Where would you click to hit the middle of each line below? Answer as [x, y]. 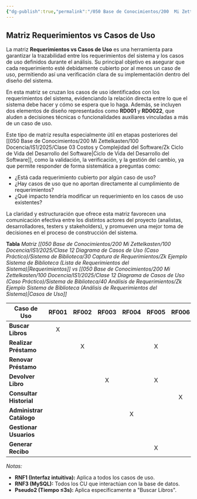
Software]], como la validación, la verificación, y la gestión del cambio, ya [95, 160]
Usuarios [22, 435]
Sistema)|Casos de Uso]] [37, 294]
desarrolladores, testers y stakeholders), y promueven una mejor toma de [95, 227]
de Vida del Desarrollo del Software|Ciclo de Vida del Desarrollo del [88, 154]
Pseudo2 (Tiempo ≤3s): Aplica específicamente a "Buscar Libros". [96, 490]
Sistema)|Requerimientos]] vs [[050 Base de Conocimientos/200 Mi [88, 269]
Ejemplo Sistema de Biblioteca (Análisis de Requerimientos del [81, 288]
